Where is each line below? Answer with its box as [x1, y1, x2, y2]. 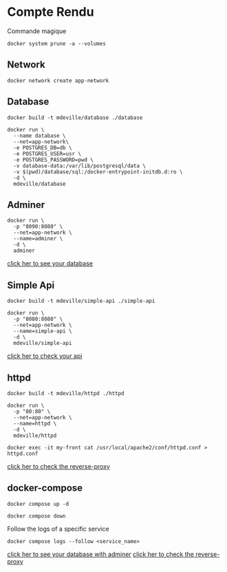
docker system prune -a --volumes [7, 40, 107, 47]
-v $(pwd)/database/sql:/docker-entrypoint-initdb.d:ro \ [13, 168, 184, 176]
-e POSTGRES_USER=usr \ [13, 150, 81, 157]
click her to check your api [7, 352, 83, 360]
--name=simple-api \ [13, 328, 72, 335]
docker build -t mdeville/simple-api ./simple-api [7, 297, 155, 305]
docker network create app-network [7, 77, 109, 84]
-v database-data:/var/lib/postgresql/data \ [13, 162, 147, 169]
